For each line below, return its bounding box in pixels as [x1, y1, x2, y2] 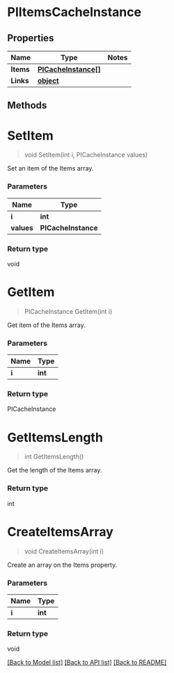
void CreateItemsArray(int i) [24, 547, 104, 556]
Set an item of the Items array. [7, 164, 94, 173]
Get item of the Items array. [7, 321, 86, 329]
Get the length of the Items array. [7, 466, 102, 475]
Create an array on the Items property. [7, 560, 118, 569]
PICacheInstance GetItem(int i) [24, 307, 113, 315]
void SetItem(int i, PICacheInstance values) [24, 151, 148, 159]
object [37, 76, 59, 85]
